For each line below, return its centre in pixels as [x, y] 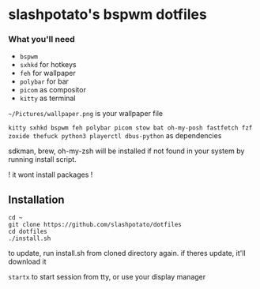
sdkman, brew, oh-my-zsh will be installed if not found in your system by [126, 151]
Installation [36, 199]
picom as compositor [53, 90]
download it [27, 261]
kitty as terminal [47, 98]
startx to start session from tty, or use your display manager [107, 277]
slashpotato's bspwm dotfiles [107, 15]
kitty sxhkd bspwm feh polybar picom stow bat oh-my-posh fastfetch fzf [130, 128]
